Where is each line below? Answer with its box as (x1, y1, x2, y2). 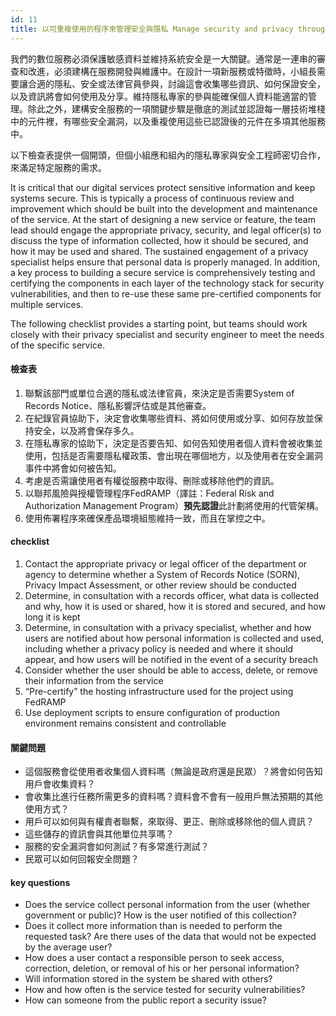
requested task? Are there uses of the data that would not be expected (24, 931, 317, 943)
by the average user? (24, 941, 113, 953)
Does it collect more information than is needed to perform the (24, 920, 283, 932)
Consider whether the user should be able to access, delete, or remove (24, 664, 318, 676)
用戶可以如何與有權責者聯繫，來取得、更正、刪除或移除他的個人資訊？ (24, 816, 315, 828)
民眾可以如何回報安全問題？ (24, 853, 140, 865)
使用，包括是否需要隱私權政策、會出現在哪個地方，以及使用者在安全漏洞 (24, 449, 323, 461)
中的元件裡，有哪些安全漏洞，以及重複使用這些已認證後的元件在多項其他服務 (10, 115, 326, 127)
